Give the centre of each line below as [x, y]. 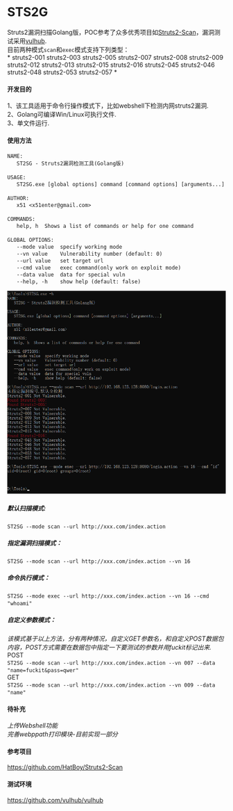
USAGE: [17, 178]
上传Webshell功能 [33, 726]
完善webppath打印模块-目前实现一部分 [62, 735]
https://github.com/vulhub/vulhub [55, 800]
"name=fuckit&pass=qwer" [43, 671]
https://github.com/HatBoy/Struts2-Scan [65, 767]
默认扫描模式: [27, 508]
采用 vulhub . [30, 41]
